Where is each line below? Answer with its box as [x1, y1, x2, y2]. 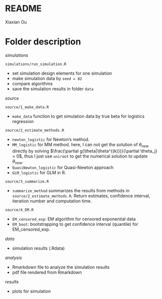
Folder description [5, 36, 81, 47]
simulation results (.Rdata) [12, 245, 65, 251]
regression [12, 118, 34, 124]
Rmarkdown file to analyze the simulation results [12, 264, 110, 270]
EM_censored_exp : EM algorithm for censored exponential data [12, 216, 136, 222]
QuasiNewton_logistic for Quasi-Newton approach [12, 164, 114, 171]
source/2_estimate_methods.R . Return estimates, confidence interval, [12, 193, 150, 199]
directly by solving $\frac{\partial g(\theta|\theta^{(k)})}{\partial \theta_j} [12, 148, 158, 154]
